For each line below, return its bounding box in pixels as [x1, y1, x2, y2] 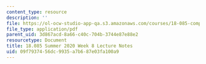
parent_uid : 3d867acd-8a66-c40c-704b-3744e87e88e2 [6, 32, 139, 38]
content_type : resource [6, 9, 67, 15]
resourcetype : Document [6, 37, 67, 43]
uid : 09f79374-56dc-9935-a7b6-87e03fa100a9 [6, 49, 120, 55]
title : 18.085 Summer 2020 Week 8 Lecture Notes [6, 43, 133, 49]
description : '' [6, 15, 48, 21]
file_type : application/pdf [6, 26, 78, 32]
